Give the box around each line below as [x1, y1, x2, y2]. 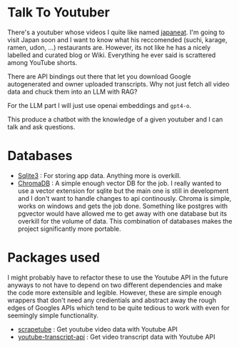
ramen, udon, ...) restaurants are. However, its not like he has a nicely [7, 43, 211, 51]
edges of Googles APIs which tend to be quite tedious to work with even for [7, 303, 230, 312]
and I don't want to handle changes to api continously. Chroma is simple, [17, 194, 232, 202]
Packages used [7, 249, 101, 266]
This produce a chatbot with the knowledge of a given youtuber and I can [7, 115, 223, 124]
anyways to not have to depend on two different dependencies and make [7, 280, 223, 289]
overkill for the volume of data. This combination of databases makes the [17, 217, 233, 225]
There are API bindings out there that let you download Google [7, 72, 191, 81]
